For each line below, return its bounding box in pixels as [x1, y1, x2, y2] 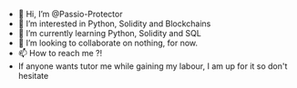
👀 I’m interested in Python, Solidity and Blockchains [17, 18, 211, 29]
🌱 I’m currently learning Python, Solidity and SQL [17, 28, 202, 38]
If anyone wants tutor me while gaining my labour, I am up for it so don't [17, 61, 288, 72]
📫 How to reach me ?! [17, 48, 103, 58]
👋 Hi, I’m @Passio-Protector [17, 9, 123, 19]
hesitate [17, 71, 49, 81]
